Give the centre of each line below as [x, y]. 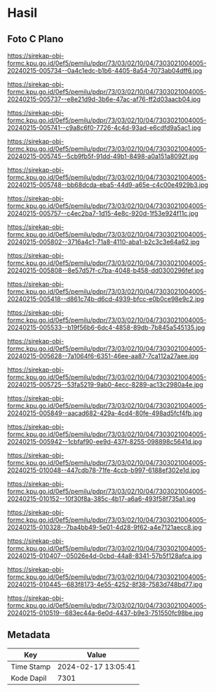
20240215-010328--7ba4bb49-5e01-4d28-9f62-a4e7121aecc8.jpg [104, 527]
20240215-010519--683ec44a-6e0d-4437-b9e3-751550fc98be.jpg [105, 613]
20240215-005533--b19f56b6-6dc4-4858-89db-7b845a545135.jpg [106, 327]
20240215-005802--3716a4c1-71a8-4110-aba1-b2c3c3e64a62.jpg [103, 242]
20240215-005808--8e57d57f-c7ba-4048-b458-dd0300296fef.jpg [106, 270]
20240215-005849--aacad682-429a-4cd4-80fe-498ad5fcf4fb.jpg [105, 413]
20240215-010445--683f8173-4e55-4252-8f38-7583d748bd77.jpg [105, 584]
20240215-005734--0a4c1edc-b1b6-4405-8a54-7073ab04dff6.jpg [105, 71]
